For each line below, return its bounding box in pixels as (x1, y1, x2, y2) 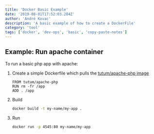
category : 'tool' (5, 25, 40, 30)
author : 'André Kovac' (5, 16, 51, 21)
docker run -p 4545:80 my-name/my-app (12, 124, 91, 129)
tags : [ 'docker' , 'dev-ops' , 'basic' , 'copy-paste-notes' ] (5, 30, 127, 35)
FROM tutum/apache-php (12, 79, 58, 84)
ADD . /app (12, 88, 34, 93)
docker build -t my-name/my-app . (12, 106, 82, 111)
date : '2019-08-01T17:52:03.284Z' (5, 12, 75, 17)
